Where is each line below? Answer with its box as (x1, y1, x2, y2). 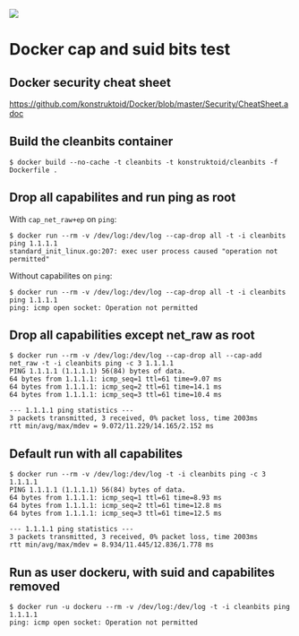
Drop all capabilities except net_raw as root (9, 328, 255, 343)
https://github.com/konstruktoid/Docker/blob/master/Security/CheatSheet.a (9, 99, 289, 109)
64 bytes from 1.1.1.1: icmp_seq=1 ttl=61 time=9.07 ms (9, 374, 222, 384)
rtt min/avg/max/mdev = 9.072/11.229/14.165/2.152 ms (9, 422, 215, 431)
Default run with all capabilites (9, 446, 184, 461)
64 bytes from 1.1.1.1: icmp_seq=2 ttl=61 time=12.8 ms (9, 502, 222, 511)
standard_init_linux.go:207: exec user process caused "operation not (9, 246, 278, 255)
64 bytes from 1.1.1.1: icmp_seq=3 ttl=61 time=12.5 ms (9, 509, 222, 519)
